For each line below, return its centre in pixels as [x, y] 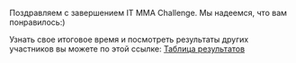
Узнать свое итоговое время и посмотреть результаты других [129, 39]
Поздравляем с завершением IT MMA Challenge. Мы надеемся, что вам [148, 13]
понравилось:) [37, 22]
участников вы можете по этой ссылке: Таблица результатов [127, 49]
